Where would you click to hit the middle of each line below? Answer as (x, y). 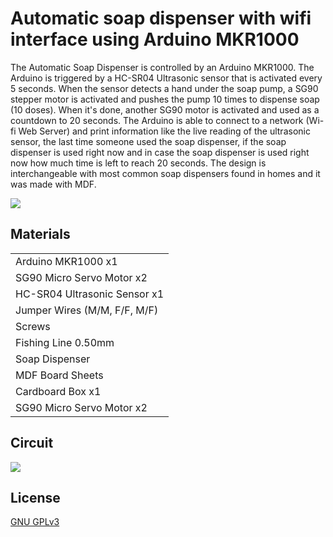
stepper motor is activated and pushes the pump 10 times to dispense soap (165, 99)
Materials (40, 234)
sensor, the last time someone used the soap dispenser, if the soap (148, 141)
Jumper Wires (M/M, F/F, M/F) (87, 310)
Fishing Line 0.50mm (65, 342)
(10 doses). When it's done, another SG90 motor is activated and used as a (165, 109)
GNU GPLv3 (35, 522)
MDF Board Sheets (59, 375)
